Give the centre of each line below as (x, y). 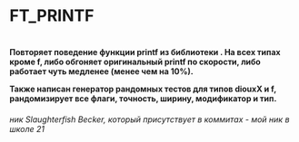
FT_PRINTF (52, 16)
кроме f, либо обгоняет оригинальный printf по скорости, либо (135, 62)
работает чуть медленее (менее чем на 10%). (101, 71)
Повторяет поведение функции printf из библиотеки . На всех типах (145, 52)
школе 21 (27, 128)
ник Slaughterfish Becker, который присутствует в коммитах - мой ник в (149, 119)
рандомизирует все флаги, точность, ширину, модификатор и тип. (143, 99)
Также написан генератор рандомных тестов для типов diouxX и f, (143, 89)
